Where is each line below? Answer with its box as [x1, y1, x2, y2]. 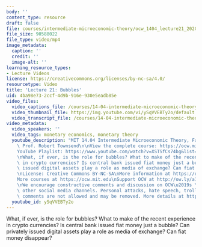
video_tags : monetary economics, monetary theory [11, 132, 138, 138]
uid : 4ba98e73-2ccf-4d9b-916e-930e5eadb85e [6, 93, 117, 99]
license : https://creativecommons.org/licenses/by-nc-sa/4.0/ [6, 76, 165, 82]
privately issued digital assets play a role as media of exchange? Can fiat [6, 228, 186, 235]
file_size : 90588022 [6, 31, 58, 37]
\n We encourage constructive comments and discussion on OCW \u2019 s [17, 182, 192, 188]
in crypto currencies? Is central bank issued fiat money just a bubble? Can [6, 222, 190, 229]
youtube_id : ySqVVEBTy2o [11, 199, 74, 205]
